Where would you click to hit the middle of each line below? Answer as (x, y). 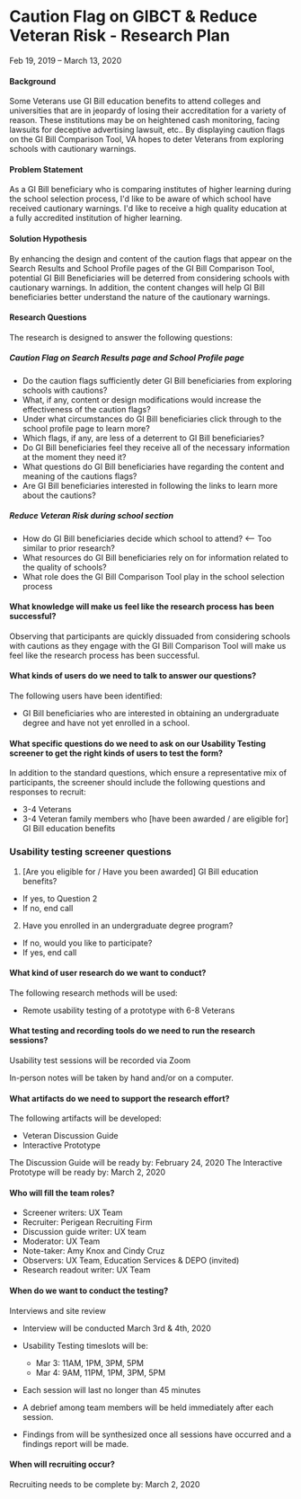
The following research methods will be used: (93, 993)
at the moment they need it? (74, 457)
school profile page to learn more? (86, 428)
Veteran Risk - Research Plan (120, 35)
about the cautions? (59, 495)
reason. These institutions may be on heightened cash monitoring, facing (145, 120)
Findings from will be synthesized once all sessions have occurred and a (157, 1434)
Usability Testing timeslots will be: (85, 1345)
